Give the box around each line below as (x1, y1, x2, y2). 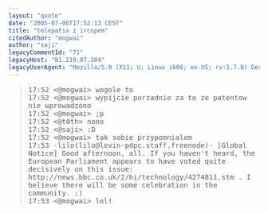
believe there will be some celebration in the (27, 180, 218, 189)
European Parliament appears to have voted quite (27, 157, 226, 165)
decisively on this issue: (27, 165, 134, 173)
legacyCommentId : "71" (8, 48, 84, 56)
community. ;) (27, 188, 84, 197)
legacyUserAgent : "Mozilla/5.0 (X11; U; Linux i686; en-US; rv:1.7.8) (8, 64, 248, 72)
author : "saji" (8, 41, 59, 49)
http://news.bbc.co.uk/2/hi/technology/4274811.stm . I (27, 172, 251, 181)
